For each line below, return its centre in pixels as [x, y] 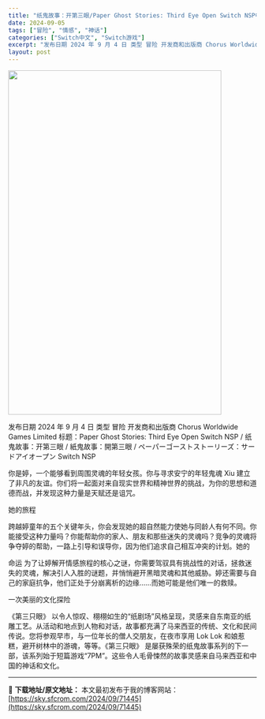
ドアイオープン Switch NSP [52, 456]
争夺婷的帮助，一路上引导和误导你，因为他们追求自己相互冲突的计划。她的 [129, 546]
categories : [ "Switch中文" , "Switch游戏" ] [77, 37]
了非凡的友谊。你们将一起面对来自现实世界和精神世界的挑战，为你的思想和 [129, 483]
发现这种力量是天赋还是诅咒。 [91, 493]
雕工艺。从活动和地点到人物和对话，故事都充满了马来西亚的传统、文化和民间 [132, 626]
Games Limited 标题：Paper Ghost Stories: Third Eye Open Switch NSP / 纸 [130, 436]
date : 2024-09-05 [37, 23]
